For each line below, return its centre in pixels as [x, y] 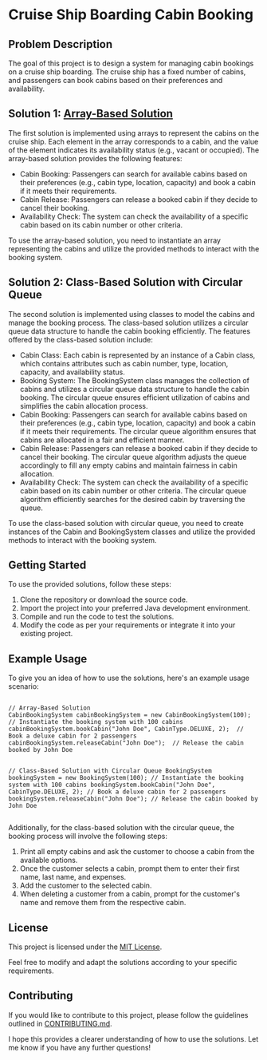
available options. [49, 860]
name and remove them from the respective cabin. [103, 903]
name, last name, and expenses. [73, 877]
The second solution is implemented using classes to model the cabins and [132, 314]
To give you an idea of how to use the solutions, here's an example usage [129, 678]
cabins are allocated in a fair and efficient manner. [102, 440]
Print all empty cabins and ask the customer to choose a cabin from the [137, 852]
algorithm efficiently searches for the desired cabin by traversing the [132, 499]
